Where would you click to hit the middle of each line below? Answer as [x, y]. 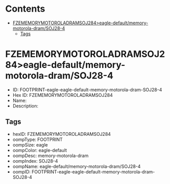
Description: [25, 106]
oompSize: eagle [30, 144]
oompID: [22, 172]
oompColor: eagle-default [40, 150]
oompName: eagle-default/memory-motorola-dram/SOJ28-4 [77, 166]
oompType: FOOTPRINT [38, 139]
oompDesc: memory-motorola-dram [50, 156]
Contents [25, 9]
